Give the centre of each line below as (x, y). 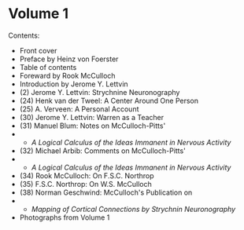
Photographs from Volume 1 (65, 217)
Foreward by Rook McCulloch (67, 75)
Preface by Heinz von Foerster (69, 59)
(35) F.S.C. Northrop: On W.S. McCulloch (85, 184)
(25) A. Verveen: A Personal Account (79, 109)
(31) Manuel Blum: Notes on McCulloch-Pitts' (92, 126)
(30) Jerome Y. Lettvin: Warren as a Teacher (92, 117)
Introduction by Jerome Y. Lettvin (74, 84)
